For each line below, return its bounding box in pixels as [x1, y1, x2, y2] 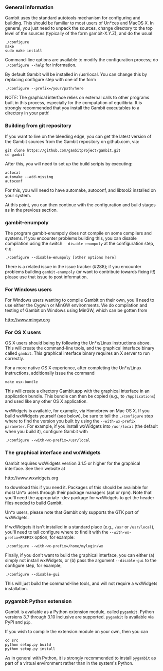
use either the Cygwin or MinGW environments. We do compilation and [5, 302, 147, 308]
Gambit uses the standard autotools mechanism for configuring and [5, 15, 141, 21]
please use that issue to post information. [5, 274, 88, 280]
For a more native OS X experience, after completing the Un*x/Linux [5, 365, 142, 371]
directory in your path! [5, 110, 50, 116]
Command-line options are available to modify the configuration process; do [5, 57, 158, 63]
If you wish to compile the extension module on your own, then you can [5, 629, 148, 635]
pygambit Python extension [5, 598, 72, 604]
